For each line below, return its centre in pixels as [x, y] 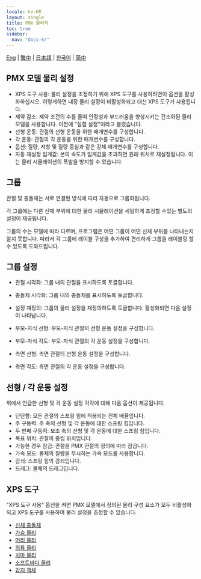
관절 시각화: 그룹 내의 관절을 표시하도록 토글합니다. [74, 283]
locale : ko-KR [24, 12]
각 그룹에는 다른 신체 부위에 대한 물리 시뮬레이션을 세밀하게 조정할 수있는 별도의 [99, 210]
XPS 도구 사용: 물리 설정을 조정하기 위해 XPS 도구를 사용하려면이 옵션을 [99, 94]
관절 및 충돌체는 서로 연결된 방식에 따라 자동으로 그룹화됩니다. [79, 198]
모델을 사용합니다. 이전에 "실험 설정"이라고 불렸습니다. [79, 124]
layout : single [25, 17]
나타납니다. [35, 316]
